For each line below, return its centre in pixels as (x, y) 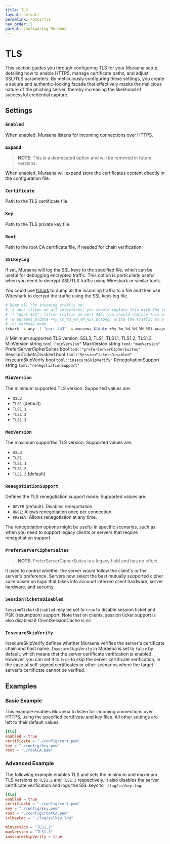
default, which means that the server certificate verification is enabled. (79, 654)
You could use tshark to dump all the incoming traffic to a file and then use (83, 291)
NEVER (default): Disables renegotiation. (53, 507)
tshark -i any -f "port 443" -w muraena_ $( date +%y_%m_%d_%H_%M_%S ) (79, 329)
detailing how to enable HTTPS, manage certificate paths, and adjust (77, 73)
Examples (21, 686)
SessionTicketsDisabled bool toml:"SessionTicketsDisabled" (69, 355)
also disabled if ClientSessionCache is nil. (49, 620)
